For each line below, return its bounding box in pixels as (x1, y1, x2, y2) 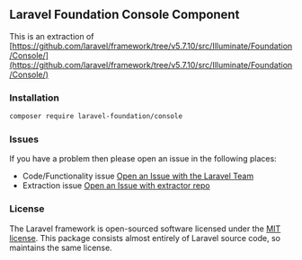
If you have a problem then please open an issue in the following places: (9, 153, 277, 164)
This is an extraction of (9, 30, 94, 41)
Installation (9, 91, 60, 104)
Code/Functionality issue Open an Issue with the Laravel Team (22, 170, 254, 182)
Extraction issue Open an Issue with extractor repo (22, 180, 210, 191)
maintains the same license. (9, 242, 112, 253)
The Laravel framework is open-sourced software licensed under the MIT (9, 223, 281, 234)
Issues (9, 133, 40, 145)
